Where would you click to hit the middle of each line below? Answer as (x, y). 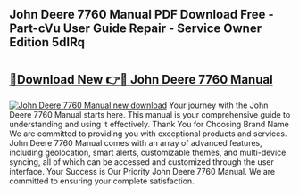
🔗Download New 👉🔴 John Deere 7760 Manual (141, 79)
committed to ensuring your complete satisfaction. (102, 181)
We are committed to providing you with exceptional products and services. (148, 134)
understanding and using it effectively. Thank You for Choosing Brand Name (149, 124)
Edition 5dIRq (47, 42)
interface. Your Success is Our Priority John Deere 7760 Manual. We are (142, 171)
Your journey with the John (219, 105)
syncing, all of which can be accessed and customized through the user (141, 162)
